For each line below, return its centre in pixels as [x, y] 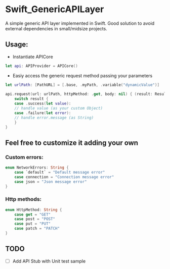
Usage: [17, 45]
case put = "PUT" [33, 224]
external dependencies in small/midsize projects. [56, 28]
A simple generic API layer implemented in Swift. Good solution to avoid [80, 23]
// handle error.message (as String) [54, 118]
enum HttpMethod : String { [34, 210]
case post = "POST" [35, 219]
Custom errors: [25, 157]
